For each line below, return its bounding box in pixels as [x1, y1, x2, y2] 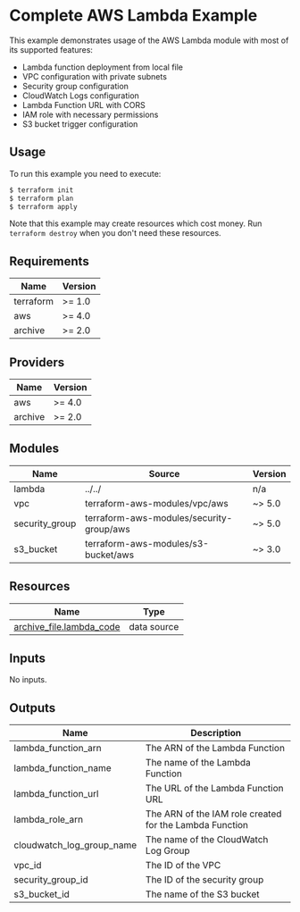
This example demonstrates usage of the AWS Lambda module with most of [9, 35, 289, 46]
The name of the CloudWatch [146, 833, 269, 846]
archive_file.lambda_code [13, 620, 121, 632]
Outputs [9, 700, 56, 715]
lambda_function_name [13, 762, 112, 774]
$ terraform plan [9, 194, 74, 203]
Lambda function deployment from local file [21, 62, 184, 72]
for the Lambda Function [146, 819, 248, 832]
